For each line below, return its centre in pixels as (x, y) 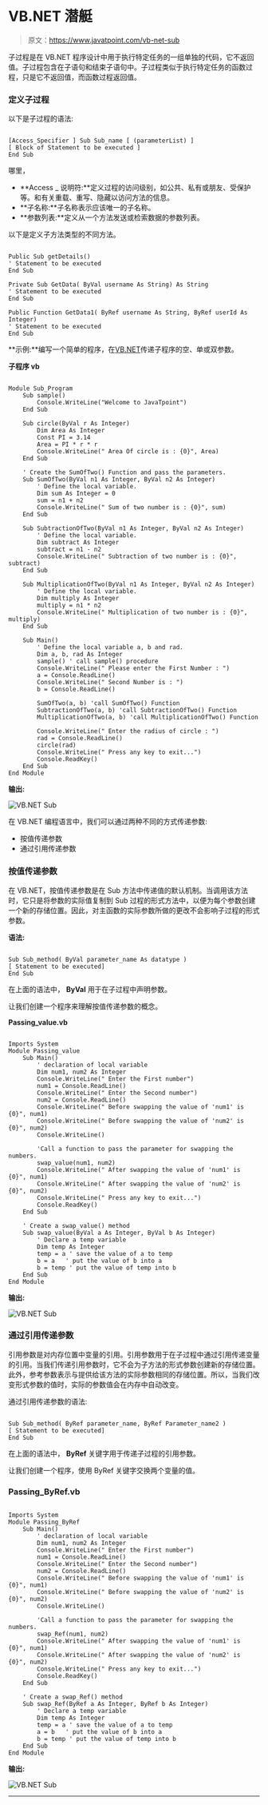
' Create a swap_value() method (76, 1225)
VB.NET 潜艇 (51, 16)
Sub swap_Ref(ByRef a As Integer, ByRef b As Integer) (116, 1704)
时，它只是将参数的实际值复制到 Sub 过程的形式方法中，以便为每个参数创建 (132, 900)
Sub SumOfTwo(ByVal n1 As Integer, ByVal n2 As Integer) (119, 480)
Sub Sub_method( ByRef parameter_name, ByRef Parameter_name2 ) (117, 1424)
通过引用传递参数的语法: (48, 1401)
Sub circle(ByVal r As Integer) (76, 424)
